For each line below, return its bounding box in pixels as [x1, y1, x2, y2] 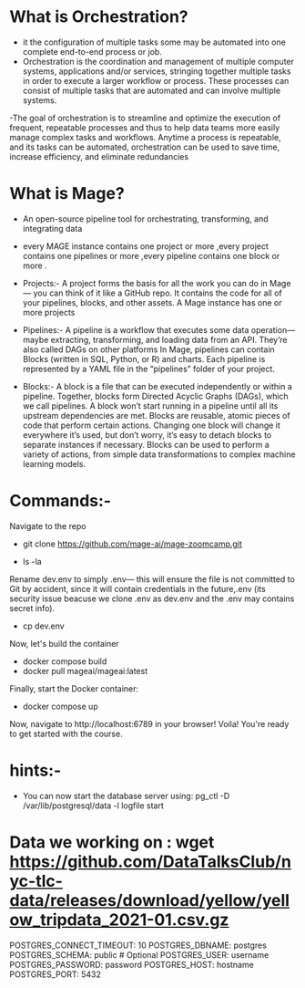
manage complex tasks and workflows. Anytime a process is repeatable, [9, 131, 281, 142]
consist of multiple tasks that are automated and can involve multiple [22, 85, 280, 96]
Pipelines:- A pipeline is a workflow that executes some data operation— [22, 324, 296, 335]
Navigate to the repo [9, 520, 86, 531]
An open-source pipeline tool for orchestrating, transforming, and [22, 213, 269, 224]
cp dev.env [22, 620, 66, 631]
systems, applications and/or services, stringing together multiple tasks [22, 66, 291, 77]
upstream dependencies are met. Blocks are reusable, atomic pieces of [22, 410, 290, 421]
